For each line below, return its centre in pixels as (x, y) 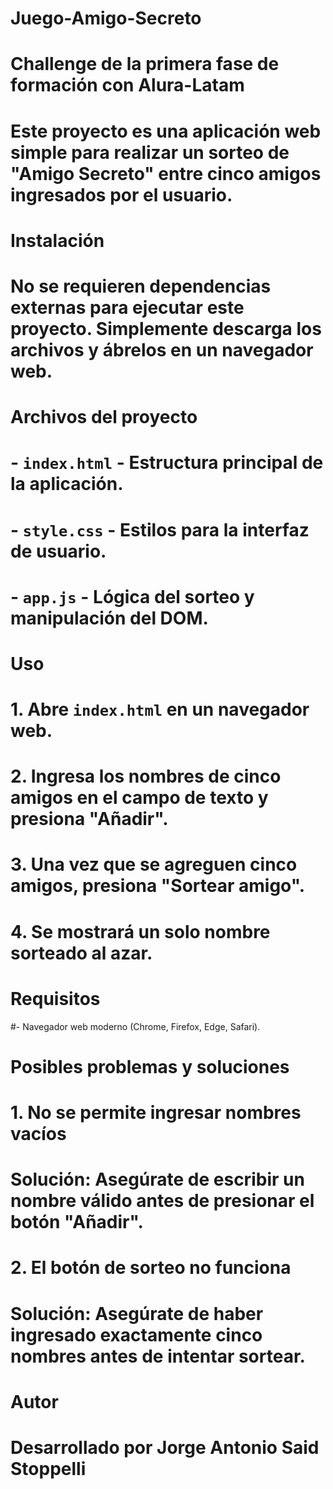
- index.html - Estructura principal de (167, 463)
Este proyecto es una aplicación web (166, 131)
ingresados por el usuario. (121, 194)
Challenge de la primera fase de (145, 64)
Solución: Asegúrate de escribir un (157, 1179)
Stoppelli (48, 1468)
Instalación (57, 240)
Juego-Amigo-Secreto (106, 18)
